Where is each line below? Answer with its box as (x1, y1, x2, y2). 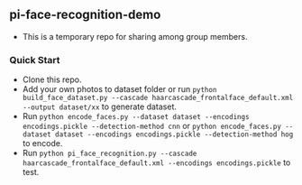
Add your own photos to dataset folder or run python (22, 84, 217, 95)
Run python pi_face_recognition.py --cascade (22, 148, 197, 159)
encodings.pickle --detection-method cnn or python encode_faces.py (22, 121, 282, 132)
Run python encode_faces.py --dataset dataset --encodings (22, 111, 250, 122)
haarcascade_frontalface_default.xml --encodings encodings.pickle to (22, 157, 291, 168)
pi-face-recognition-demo (9, 7, 161, 23)
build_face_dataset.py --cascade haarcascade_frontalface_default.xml (22, 94, 294, 103)
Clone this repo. (22, 74, 82, 85)
